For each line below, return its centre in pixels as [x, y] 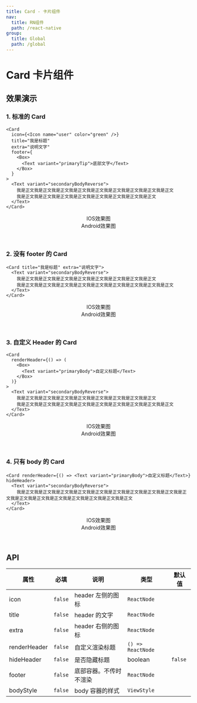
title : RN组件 [28, 22]
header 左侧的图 [96, 596]
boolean [138, 660]
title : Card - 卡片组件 [33, 11]
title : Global [28, 39]
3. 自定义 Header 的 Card [42, 342]
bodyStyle [23, 691]
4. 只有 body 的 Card [35, 462]
